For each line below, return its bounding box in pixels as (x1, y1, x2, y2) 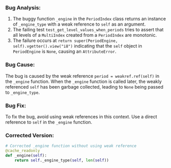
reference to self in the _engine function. (5, 119, 92, 125)
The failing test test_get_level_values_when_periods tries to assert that (12, 27, 164, 33)
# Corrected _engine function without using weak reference (5, 143, 137, 149)
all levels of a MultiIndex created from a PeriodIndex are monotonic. (12, 32, 157, 38)
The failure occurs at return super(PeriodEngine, (12, 37, 118, 44)
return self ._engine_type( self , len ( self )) (14, 158, 109, 163)
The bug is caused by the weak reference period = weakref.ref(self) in (5, 73, 160, 79)
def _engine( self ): (5, 153, 47, 158)
